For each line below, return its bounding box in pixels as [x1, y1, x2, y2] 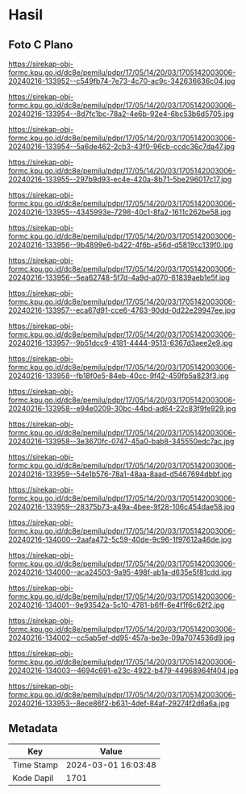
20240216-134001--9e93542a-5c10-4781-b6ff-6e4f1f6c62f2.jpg [8, 601, 225, 609]
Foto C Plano [8, 38, 73, 52]
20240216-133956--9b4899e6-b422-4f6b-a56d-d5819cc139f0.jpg [8, 240, 234, 249]
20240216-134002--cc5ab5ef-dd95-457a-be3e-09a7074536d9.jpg [8, 633, 236, 642]
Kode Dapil [12, 772, 54, 784]
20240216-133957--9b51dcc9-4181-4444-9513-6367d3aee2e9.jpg [8, 339, 233, 347]
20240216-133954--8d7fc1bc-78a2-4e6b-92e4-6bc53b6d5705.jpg [8, 109, 235, 118]
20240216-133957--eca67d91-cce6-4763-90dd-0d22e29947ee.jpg [8, 306, 236, 315]
